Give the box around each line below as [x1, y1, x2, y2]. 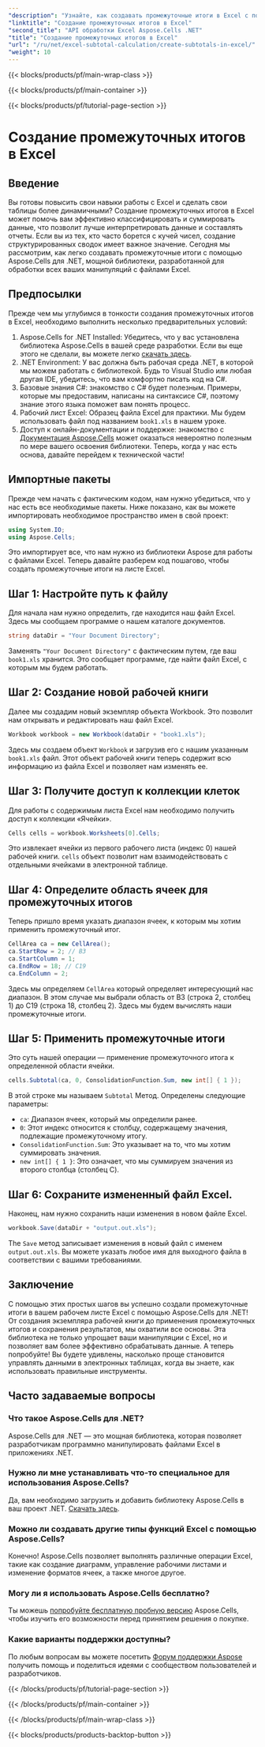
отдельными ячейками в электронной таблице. [8, 860, 168, 870]
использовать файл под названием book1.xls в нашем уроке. [19, 416, 227, 425]
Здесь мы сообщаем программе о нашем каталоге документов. [8, 617, 226, 626]
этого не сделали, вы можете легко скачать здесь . [19, 349, 192, 358]
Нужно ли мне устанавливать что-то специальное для [8, 1467, 230, 1478]
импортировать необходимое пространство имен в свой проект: [8, 511, 229, 520]
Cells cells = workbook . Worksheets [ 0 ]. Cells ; [8, 829, 160, 837]
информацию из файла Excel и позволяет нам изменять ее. [8, 761, 208, 771]
